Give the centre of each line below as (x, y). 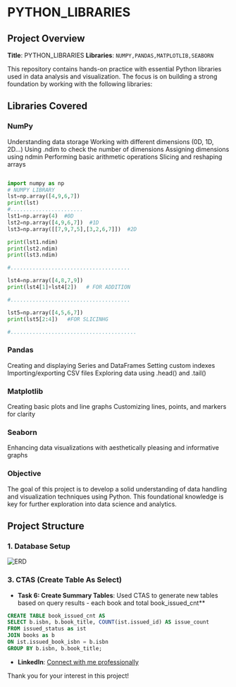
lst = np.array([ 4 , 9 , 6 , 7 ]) (44, 196)
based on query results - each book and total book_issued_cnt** (111, 603)
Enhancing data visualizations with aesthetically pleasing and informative (113, 448)
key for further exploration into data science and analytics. (92, 504)
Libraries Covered (48, 106)
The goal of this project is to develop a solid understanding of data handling (117, 489)
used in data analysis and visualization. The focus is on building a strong (112, 76)
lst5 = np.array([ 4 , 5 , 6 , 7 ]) (45, 312)
